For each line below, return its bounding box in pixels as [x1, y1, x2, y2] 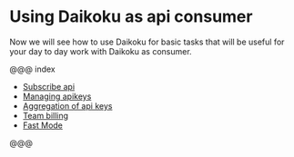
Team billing [22, 110, 69, 121]
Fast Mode [22, 120, 64, 131]
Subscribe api [22, 81, 76, 92]
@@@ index [9, 64, 56, 74]
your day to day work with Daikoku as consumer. [9, 45, 193, 56]
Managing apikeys [22, 91, 92, 102]
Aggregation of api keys [22, 100, 113, 111]
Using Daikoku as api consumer [9, 6, 253, 27]
